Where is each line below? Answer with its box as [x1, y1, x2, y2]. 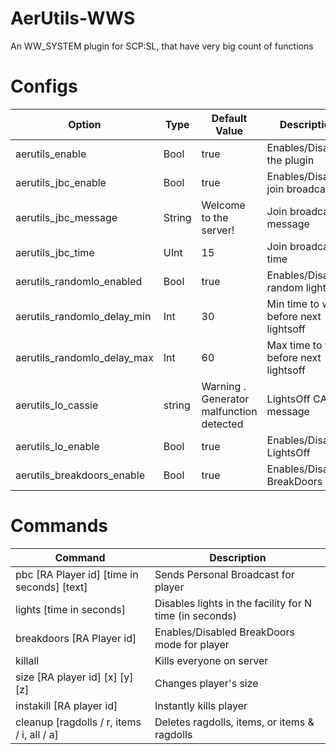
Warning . [201, 379, 247, 393]
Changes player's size [154, 676, 259, 690]
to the [201, 210, 229, 224]
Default [211, 111, 248, 125]
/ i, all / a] [15, 727, 59, 741]
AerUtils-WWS [10, 7, 136, 30]
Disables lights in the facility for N [154, 596, 313, 610]
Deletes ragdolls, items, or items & [154, 715, 315, 729]
